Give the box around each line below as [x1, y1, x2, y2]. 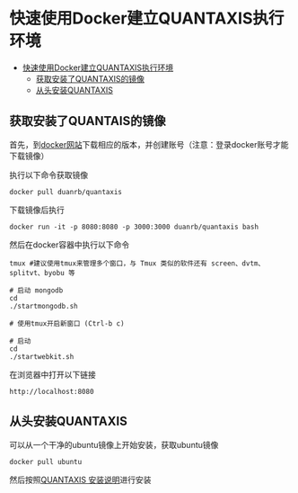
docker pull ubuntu [9, 457, 83, 466]
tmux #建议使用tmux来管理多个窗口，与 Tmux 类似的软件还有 [9, 258, 208, 268]
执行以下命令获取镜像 [9, 169, 88, 180]
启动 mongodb [17, 285, 64, 295]
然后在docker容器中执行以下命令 [9, 239, 130, 250]
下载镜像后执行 [9, 204, 65, 215]
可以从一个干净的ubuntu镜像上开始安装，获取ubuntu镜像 [9, 439, 219, 450]
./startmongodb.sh [9, 301, 78, 310]
